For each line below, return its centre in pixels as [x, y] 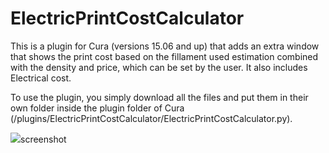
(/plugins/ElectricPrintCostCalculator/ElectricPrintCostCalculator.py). [151, 118]
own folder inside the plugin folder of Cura [97, 108]
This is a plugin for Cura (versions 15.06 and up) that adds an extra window [165, 46]
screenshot [43, 139]
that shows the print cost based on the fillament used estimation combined [164, 56]
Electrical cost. [41, 78]
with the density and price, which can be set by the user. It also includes [159, 67]
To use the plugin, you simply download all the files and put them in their [159, 97]
